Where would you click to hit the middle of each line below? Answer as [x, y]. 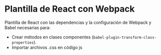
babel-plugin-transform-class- [125, 37]
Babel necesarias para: [27, 27]
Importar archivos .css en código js [47, 47]
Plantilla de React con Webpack [70, 9]
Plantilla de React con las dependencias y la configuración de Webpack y [78, 22]
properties [23, 42]
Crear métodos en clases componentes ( [52, 37]
